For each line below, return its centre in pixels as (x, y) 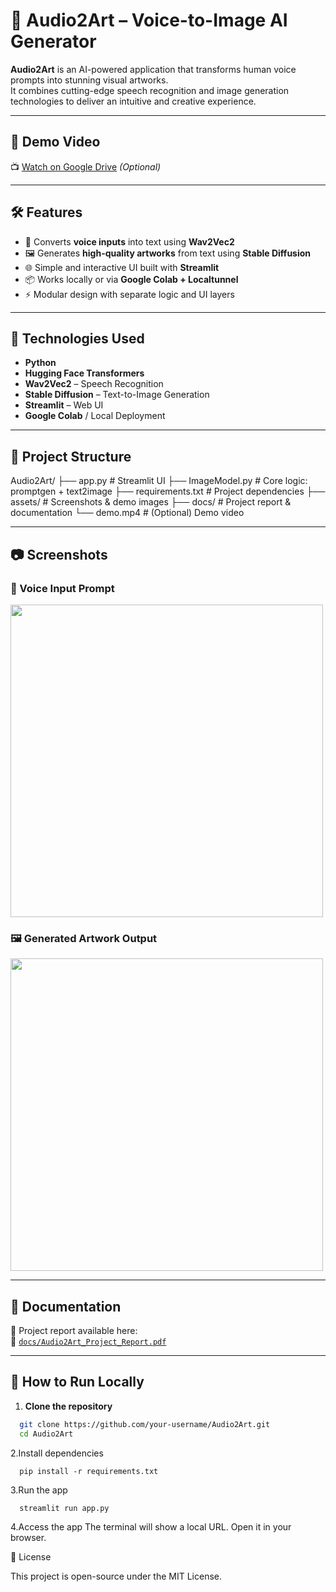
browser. (28, 1537)
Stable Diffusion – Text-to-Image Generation (117, 395)
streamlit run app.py (64, 1508)
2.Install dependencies (57, 1453)
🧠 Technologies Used (77, 338)
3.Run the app (39, 1490)
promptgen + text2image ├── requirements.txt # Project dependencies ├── (168, 491)
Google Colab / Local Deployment (95, 416)
